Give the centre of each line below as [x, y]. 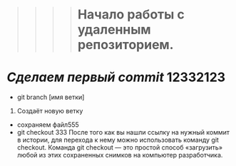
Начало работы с [131, 15]
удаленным [114, 30]
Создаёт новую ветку [50, 111]
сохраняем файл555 [48, 125]
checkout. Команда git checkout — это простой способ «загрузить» [119, 147]
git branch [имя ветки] [51, 97]
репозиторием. [125, 45]
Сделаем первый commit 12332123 [116, 77]
